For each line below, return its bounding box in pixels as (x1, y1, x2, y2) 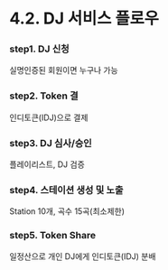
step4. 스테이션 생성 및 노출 (9, 184, 124, 196)
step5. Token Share (9, 229, 97, 242)
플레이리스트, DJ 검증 (9, 159, 86, 170)
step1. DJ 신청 (9, 42, 70, 55)
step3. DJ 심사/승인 (9, 136, 92, 149)
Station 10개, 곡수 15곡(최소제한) (9, 206, 125, 217)
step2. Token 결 (9, 89, 79, 102)
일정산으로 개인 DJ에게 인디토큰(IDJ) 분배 (9, 250, 156, 262)
